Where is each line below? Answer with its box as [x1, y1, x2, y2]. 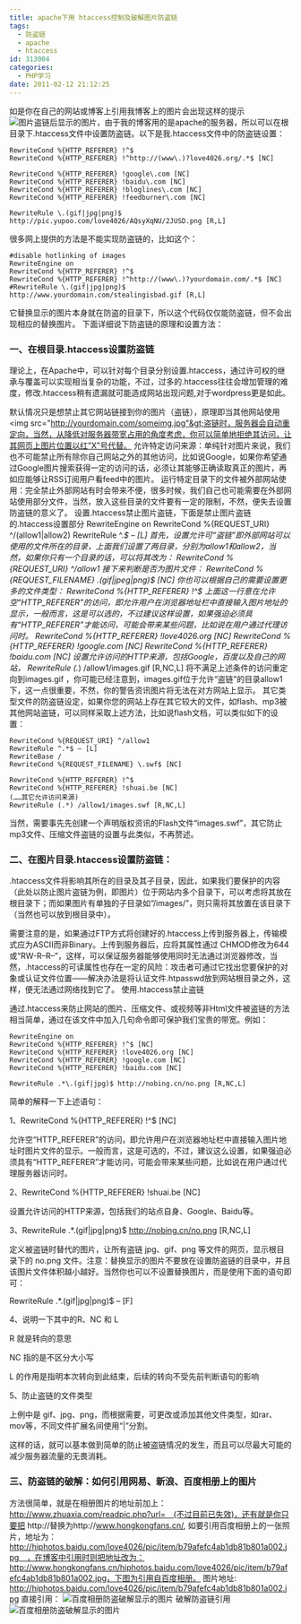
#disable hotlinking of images [9, 251, 126, 260]
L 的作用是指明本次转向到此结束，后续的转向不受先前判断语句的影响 [9, 1371, 260, 1382]
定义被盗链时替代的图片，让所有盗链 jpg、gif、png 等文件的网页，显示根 [9, 1244, 278, 1255]
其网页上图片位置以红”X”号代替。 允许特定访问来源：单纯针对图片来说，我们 [9, 440, 291, 451]
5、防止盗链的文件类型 [9, 1390, 93, 1401]
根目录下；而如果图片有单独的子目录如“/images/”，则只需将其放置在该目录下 [9, 898, 291, 909]
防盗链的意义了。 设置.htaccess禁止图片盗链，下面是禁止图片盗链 [9, 507, 252, 518]
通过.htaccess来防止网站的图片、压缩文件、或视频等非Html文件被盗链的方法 [9, 1003, 290, 1014]
